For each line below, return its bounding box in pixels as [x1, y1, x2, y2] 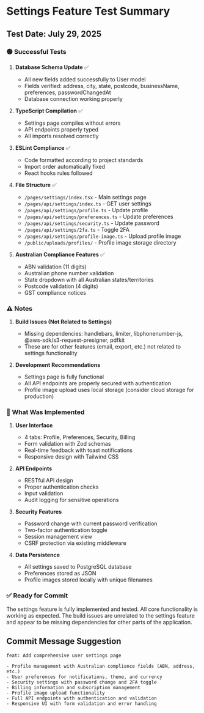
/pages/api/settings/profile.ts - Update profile [24, 206, 148, 213]
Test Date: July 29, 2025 [6, 29, 102, 39]
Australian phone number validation [24, 269, 114, 276]
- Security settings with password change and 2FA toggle [6, 679, 157, 685]
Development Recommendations [15, 361, 101, 369]
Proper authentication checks [24, 483, 99, 490]
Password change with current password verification [24, 520, 158, 527]
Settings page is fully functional [24, 373, 104, 380]
